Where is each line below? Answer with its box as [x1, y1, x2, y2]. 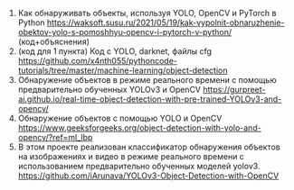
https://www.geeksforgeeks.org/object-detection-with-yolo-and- [17, 122, 262, 133]
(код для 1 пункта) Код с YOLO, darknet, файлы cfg [17, 46, 213, 57]
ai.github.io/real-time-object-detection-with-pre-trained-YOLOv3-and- [17, 94, 282, 104]
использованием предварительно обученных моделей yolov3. [17, 161, 261, 171]
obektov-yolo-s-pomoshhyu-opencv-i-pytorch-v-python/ [17, 27, 232, 37]
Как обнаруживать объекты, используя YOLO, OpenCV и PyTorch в [17, 8, 277, 18]
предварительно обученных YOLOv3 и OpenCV [17, 85, 202, 95]
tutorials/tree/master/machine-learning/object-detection [17, 65, 228, 76]
